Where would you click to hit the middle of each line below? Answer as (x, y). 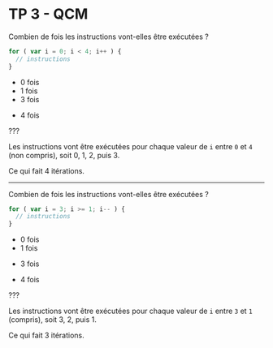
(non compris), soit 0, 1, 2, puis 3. (64, 155)
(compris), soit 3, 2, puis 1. (53, 320)
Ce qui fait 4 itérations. (47, 170)
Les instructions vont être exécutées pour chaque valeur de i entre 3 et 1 (131, 311)
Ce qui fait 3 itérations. (47, 335)
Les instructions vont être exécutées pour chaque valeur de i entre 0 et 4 (131, 146)
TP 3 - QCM (48, 14)
